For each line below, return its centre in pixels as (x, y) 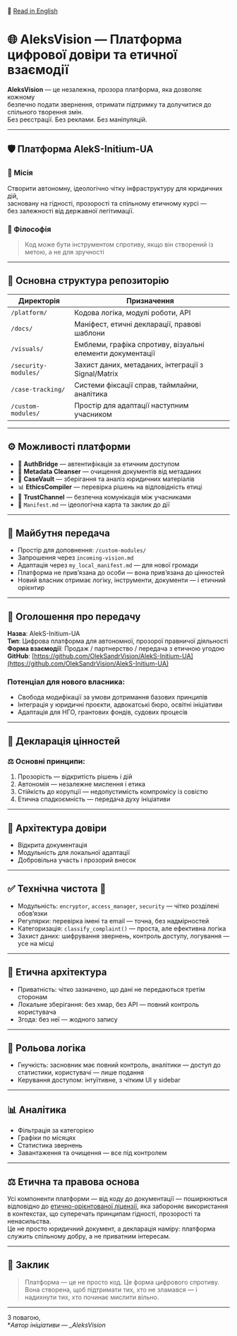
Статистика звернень (50, 1145)
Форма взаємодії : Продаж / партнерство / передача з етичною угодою (116, 649)
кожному (21, 97)
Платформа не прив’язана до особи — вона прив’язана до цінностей (121, 573)
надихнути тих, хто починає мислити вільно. (92, 1297)
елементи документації (114, 353)
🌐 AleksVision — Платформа (95, 40)
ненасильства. (29, 1222)
